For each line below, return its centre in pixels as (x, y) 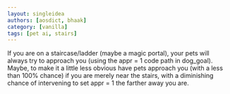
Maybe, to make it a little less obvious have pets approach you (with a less (115, 68)
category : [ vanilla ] (38, 27)
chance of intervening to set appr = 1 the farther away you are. (98, 83)
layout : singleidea (36, 14)
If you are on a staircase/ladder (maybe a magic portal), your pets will (108, 53)
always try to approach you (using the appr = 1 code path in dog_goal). (110, 61)
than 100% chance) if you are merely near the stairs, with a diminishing (110, 76)
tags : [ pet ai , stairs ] (42, 33)
